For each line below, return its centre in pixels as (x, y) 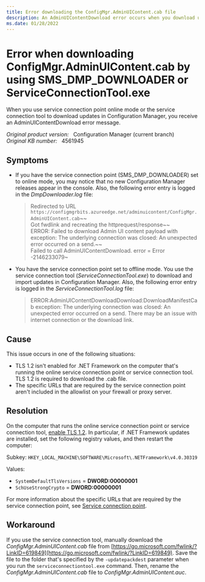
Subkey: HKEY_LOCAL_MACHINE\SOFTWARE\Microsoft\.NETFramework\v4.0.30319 (102, 457)
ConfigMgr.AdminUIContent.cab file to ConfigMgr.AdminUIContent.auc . (96, 572)
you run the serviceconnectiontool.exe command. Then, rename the (92, 565)
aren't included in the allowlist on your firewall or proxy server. (93, 392)
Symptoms (27, 160)
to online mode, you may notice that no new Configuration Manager (100, 182)
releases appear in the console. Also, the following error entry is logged (105, 188)
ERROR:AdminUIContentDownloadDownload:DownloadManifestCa (114, 300)
